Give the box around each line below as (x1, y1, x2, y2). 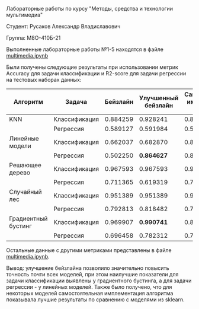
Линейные (9, 135, 40, 142)
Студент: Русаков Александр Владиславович (6, 23, 121, 30)
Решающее (9, 161, 41, 169)
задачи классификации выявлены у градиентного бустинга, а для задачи (6, 277, 192, 284)
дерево (9, 168, 31, 177)
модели (9, 142, 31, 150)
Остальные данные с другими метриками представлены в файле (6, 247, 172, 254)
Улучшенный (139, 94, 179, 102)
